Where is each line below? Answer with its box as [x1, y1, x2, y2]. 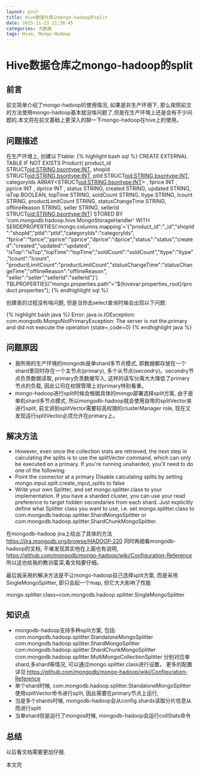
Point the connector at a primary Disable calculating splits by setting [14, 473, 183, 480]
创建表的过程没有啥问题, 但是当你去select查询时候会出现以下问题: [6, 299, 167, 306]
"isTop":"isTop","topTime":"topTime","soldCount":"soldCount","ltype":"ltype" [6, 248, 194, 255]
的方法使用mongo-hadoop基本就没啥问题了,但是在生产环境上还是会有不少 [6, 109, 187, 116]
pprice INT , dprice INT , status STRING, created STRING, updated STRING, [6, 185, 191, 192]
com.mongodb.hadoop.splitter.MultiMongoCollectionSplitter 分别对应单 [14, 654, 190, 661]
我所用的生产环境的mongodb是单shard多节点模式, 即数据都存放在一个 [14, 359, 186, 367]
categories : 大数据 [6, 25, 52, 32]
